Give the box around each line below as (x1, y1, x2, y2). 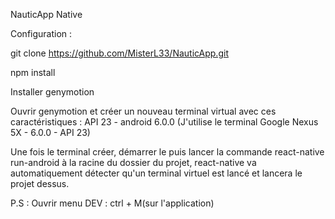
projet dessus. (10, 178, 70, 189)
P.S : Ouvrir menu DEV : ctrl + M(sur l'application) (10, 197, 215, 209)
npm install (10, 67, 56, 78)
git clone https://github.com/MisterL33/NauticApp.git (10, 47, 229, 59)
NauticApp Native (10, 9, 83, 20)
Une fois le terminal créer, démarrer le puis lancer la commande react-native (10, 146, 325, 158)
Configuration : (10, 28, 73, 39)
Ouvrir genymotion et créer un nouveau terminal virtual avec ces (10, 105, 277, 117)
